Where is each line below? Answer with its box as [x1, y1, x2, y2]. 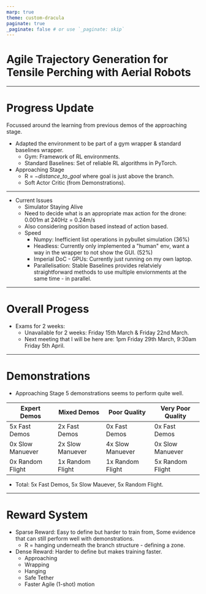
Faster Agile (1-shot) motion [24, 580, 95, 588]
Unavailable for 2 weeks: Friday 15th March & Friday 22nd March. [24, 329, 189, 336]
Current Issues [15, 197, 53, 204]
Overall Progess [6, 302, 90, 316]
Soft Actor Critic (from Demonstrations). [24, 179, 126, 187]
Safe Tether [24, 574, 54, 581]
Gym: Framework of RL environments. [24, 153, 121, 160]
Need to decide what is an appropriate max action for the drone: [24, 210, 187, 217]
